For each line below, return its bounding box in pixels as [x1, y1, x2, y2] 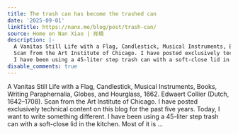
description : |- [7, 37, 55, 44]
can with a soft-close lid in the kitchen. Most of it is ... [7, 119, 164, 128]
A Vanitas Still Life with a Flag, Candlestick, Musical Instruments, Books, [7, 82, 217, 90]
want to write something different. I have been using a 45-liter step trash [7, 112, 219, 121]
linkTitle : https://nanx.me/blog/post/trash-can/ [7, 23, 157, 30]
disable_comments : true [7, 63, 78, 70]
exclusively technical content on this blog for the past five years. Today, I [7, 104, 220, 113]
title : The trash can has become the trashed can [7, 10, 157, 18]
